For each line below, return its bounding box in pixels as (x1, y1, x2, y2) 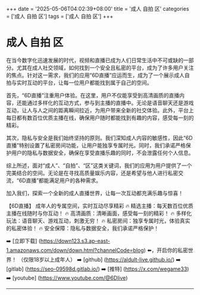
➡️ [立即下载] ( (6, 237, 40, 244)
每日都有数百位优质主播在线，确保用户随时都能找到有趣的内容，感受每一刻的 (6, 114, 194, 121)
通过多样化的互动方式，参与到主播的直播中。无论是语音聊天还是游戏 (26, 99, 194, 106)
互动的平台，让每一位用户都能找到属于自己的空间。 (26, 79, 152, 86)
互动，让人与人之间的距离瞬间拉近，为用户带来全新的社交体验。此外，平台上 (6, 106, 194, 113)
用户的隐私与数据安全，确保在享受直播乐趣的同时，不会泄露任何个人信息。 (11, 149, 194, 156)
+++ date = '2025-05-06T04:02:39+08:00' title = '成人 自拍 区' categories (6, 5, 189, 12)
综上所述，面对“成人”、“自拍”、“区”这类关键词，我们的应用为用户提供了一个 (6, 162, 192, 169)
